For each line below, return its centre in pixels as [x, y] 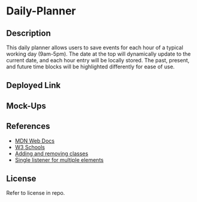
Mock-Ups [26, 106]
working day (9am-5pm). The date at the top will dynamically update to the [99, 54]
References [28, 126]
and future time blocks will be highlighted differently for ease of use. [90, 67]
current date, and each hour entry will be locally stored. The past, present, [98, 60]
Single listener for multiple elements [59, 159]
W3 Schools [30, 147]
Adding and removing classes [51, 153]
